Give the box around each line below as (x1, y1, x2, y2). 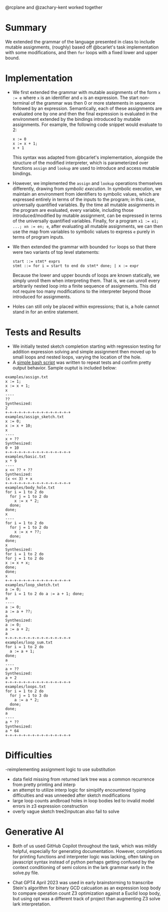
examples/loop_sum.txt (5, 640, 53, 645)
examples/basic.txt (5, 454, 46, 459)
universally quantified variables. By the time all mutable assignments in (12, 202, 159, 208)
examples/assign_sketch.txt (5, 414, 64, 419)
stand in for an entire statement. (12, 308, 79, 315)
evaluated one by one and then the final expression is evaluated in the (12, 111, 158, 117)
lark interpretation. (12, 901, 51, 907)
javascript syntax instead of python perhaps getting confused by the (12, 859, 155, 865)
